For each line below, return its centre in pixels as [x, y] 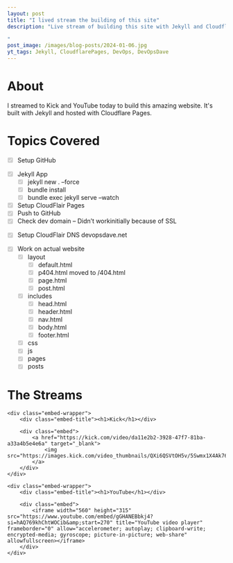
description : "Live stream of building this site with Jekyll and [105, 26]
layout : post [26, 14]
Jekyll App [33, 174]
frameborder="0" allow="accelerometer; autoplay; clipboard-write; [107, 529]
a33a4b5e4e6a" [28, 444]
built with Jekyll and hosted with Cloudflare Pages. [80, 112]
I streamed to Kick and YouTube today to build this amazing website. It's [110, 106]
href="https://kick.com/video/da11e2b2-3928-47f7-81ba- [124, 438]
